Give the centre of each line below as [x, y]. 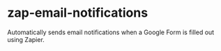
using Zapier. [26, 39]
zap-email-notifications [78, 13]
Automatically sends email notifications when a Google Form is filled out [111, 32]
